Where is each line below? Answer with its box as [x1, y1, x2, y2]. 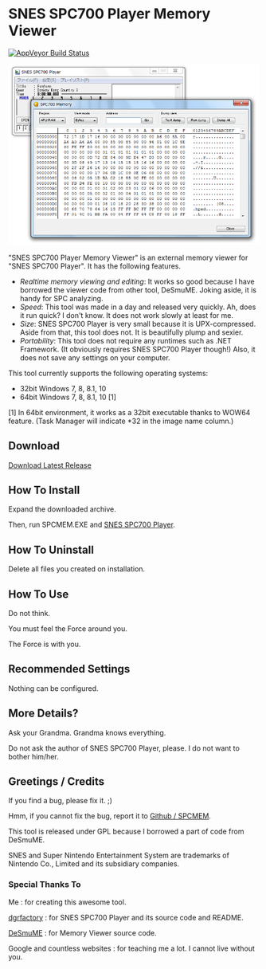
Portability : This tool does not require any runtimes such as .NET [19, 335, 233, 345]
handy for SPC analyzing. [19, 293, 104, 303]
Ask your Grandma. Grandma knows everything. [8, 728, 166, 737]
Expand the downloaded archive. [8, 504, 117, 514]
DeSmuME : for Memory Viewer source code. [8, 928, 157, 937]
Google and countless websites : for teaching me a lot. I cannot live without [8, 943, 255, 953]
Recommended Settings [8, 662, 131, 676]
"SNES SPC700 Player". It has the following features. [8, 261, 182, 271]
